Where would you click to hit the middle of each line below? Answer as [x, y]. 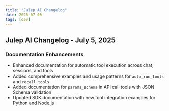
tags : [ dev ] [18, 19]
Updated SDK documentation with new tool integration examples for [84, 98]
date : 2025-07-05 [24, 15]
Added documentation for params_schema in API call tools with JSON [83, 87]
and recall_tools [31, 82]
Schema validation [32, 92]
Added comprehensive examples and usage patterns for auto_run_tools [88, 76]
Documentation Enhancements [45, 54]
